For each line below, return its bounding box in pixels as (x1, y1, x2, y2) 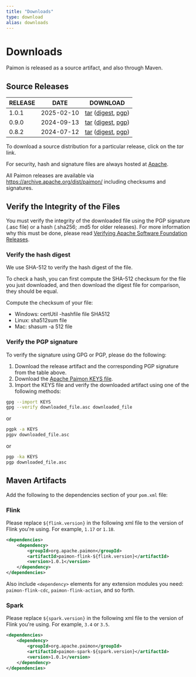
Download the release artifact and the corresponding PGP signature (14, 362, 179, 369)
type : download (6, 14, 43, 20)
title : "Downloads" (6, 8, 54, 15)
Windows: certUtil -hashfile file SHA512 (14, 311, 110, 318)
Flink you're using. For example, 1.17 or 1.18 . (6, 525, 116, 532)
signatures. (6, 185, 33, 192)
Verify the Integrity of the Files (6, 201, 120, 212)
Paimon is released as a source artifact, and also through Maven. (6, 64, 163, 71)
